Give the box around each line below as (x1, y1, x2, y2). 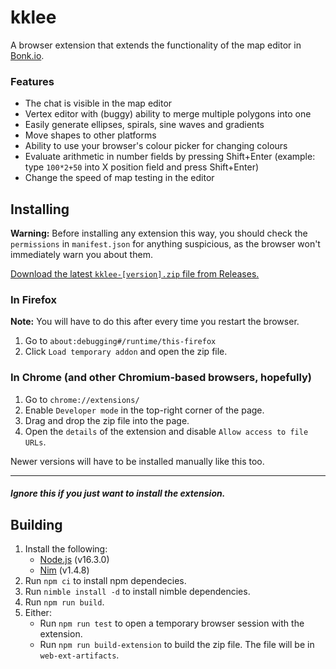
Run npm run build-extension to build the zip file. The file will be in (39, 639, 315, 651)
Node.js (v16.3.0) (39, 554, 110, 566)
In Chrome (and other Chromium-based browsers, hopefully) (10, 371, 313, 385)
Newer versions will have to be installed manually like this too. (10, 455, 265, 467)
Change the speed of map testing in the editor (24, 172, 215, 184)
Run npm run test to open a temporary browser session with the (39, 617, 305, 630)
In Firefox (10, 292, 58, 306)
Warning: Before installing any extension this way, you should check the (10, 227, 308, 240)
